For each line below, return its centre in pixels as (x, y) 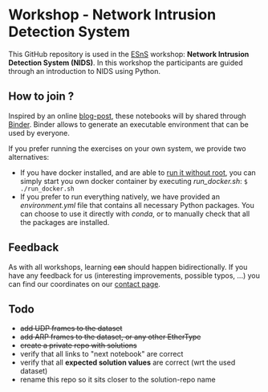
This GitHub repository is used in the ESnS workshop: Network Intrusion (129, 54)
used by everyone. (39, 133)
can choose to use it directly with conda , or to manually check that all (135, 214)
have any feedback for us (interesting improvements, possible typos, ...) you (134, 276)
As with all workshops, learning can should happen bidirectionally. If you (128, 267)
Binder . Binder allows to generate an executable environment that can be (128, 124)
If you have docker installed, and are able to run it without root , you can (138, 172)
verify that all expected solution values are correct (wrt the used (128, 362)
